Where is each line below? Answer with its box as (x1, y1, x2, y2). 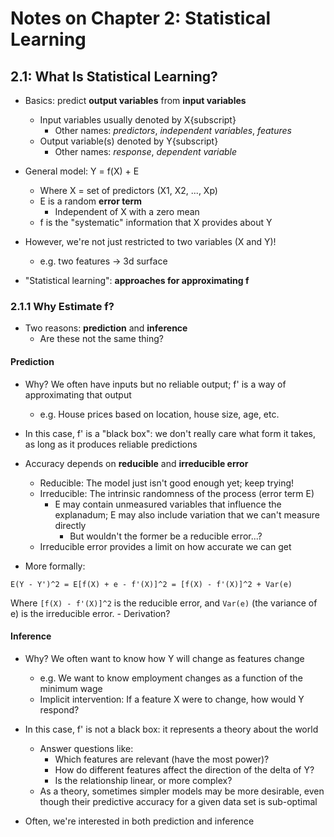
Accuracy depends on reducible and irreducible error (24, 457, 249, 469)
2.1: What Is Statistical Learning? (10, 68, 218, 85)
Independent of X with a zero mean (54, 206, 200, 217)
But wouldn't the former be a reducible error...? (69, 530, 263, 542)
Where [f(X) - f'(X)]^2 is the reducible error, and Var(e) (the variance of (10, 597, 318, 609)
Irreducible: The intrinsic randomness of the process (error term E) (39, 487, 315, 499)
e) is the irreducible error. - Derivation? (10, 607, 171, 619)
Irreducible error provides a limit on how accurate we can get (39, 540, 292, 552)
